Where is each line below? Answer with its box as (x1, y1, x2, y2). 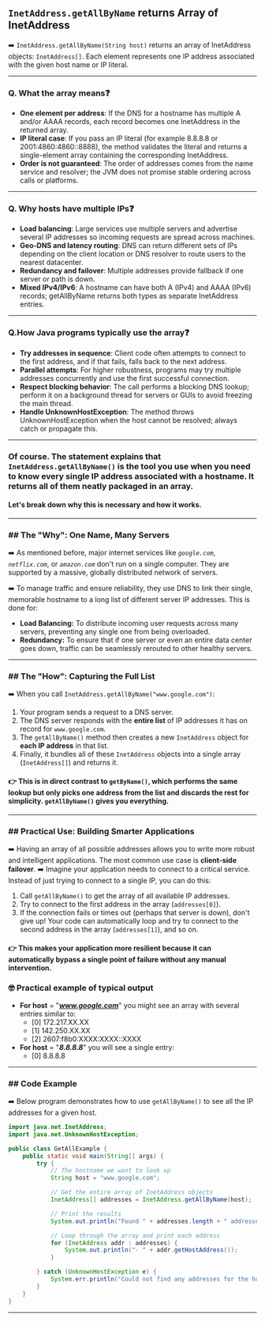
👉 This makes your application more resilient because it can (8, 943, 211, 953)
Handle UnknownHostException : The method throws (19, 407, 195, 416)
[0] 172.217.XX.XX (31, 1017, 89, 1026)
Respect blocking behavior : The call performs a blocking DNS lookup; (19, 382, 250, 391)
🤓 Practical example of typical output (8, 983, 154, 994)
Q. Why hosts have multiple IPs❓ (8, 203, 134, 214)
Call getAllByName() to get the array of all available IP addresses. (19, 890, 230, 900)
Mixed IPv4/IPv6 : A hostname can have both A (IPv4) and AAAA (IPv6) (19, 283, 252, 292)
